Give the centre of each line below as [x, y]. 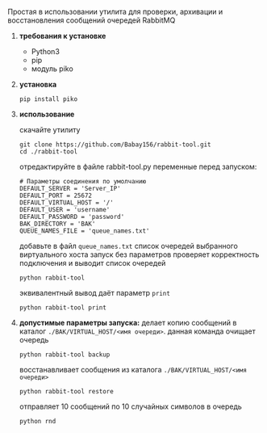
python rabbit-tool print [63, 308]
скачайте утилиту [50, 130]
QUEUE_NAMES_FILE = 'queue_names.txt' [84, 231]
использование [47, 114]
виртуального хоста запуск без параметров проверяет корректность [139, 254]
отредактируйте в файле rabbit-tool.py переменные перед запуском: [138, 166]
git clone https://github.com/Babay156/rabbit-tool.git [115, 145]
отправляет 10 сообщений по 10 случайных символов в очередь [131, 406]
